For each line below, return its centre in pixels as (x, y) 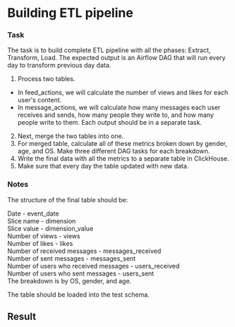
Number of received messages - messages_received (84, 251)
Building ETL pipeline (71, 13)
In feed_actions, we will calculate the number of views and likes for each (123, 92)
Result (22, 317)
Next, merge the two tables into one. (71, 136)
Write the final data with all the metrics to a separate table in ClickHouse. (123, 159)
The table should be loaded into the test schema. (78, 295)
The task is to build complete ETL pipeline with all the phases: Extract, (109, 50)
